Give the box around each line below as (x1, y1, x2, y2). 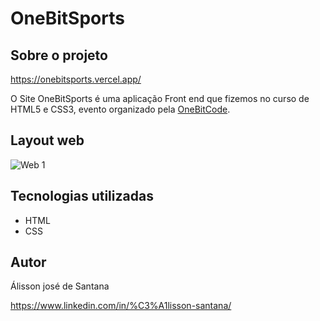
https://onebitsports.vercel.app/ (10, 73, 142, 85)
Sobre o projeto (10, 47, 108, 64)
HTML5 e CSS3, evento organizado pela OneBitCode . (10, 103, 231, 115)
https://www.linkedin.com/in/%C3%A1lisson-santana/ (10, 300, 232, 312)
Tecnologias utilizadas (10, 188, 154, 205)
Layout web (10, 132, 85, 149)
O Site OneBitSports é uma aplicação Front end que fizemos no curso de (10, 93, 310, 104)
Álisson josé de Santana (10, 280, 110, 292)
